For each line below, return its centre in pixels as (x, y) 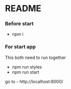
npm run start (26, 72)
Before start (19, 24)
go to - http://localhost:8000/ (34, 81)
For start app (21, 47)
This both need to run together (35, 57)
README (23, 9)
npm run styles (27, 67)
